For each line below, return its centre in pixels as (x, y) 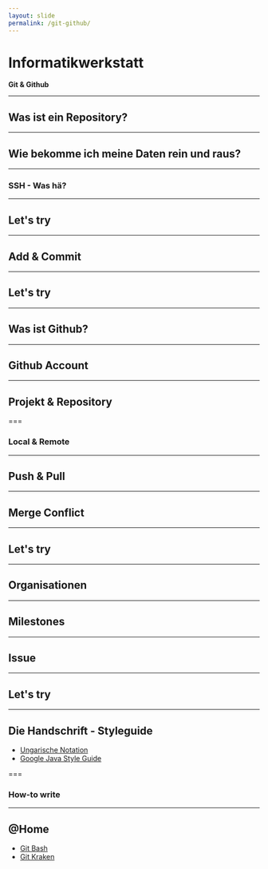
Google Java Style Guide (61, 759)
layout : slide (32, 16)
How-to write (34, 794)
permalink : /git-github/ (49, 23)
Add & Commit (45, 256)
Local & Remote (39, 442)
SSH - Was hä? (37, 185)
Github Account (49, 365)
